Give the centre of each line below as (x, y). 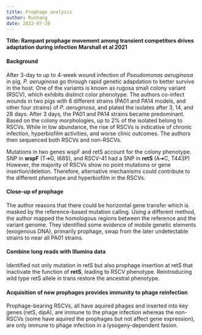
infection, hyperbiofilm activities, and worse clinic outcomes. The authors (99, 133)
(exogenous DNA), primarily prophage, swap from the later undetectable (97, 231)
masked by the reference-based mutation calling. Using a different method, (101, 212)
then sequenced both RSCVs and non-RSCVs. (64, 140)
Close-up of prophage (35, 192)
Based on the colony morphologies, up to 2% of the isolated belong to (95, 120)
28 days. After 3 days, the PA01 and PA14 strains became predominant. (96, 114)
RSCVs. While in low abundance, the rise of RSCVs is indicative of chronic (99, 127)
